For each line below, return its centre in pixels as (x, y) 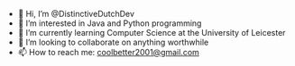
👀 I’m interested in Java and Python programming (110, 23)
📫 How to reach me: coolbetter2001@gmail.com (109, 52)
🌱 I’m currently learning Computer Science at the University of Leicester (152, 33)
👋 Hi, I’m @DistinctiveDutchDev (76, 14)
